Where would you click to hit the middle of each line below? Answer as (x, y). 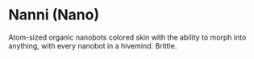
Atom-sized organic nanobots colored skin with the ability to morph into (127, 37)
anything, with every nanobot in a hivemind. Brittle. (93, 45)
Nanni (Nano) (54, 15)
